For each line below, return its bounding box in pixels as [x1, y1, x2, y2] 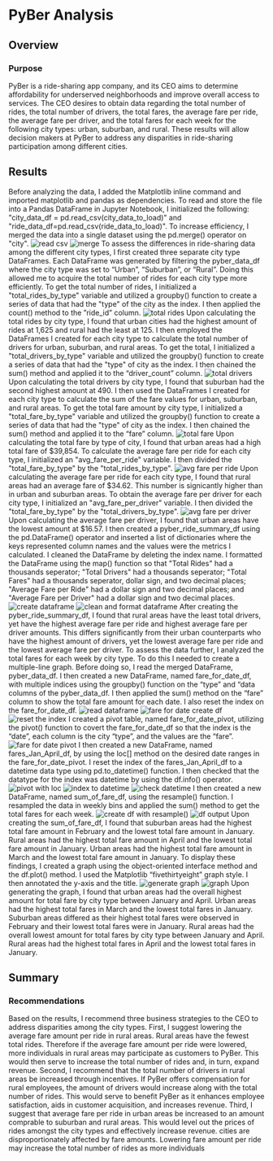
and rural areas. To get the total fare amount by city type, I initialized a [8, 403, 243, 412]
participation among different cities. [8, 141, 128, 151]
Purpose [8, 63, 43, 74]
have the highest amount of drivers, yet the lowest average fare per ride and [8, 636, 264, 646]
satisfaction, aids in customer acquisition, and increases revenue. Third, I [8, 1100, 253, 1110]
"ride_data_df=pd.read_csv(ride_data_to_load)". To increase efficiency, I [8, 221, 249, 231]
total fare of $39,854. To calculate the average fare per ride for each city [8, 446, 252, 456]
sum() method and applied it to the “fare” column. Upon [8, 429, 234, 439]
